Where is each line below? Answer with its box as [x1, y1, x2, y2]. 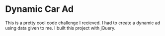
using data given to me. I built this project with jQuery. [5, 25, 116, 31]
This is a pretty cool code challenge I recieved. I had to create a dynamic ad [5, 20, 161, 26]
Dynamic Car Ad [5, 3, 74, 15]
